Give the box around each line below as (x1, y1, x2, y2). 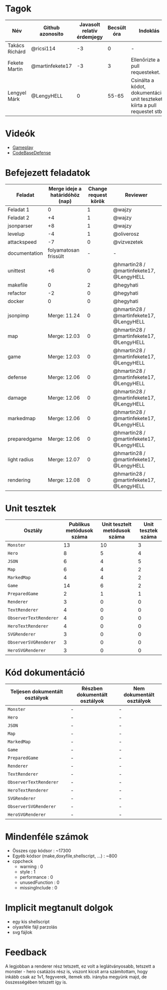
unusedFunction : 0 (19, 879, 60, 885)
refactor (7, 290, 26, 297)
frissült (48, 253, 64, 260)
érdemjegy (77, 33, 103, 40)
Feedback (5, 947, 47, 958)
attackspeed (7, 238, 37, 245)
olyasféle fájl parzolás (12, 924, 58, 930)
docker (7, 298, 24, 305)
